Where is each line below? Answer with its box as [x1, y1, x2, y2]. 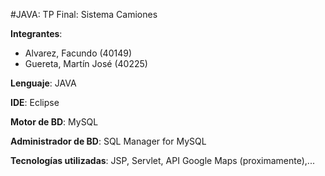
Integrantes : [10, 28, 63, 39]
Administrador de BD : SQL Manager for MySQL [10, 135, 207, 147]
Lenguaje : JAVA [10, 77, 77, 89]
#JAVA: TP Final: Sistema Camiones [10, 9, 158, 20]
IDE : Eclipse [10, 97, 60, 108]
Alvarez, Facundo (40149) [24, 47, 133, 59]
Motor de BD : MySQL [10, 116, 99, 128]
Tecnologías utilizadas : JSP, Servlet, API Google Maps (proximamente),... [10, 155, 315, 166]
